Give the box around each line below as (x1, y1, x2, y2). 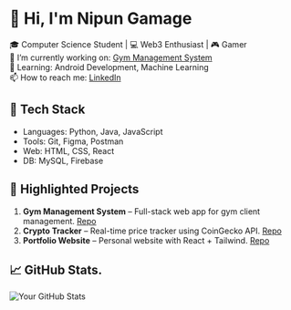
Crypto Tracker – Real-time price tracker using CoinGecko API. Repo (22, 225, 283, 236)
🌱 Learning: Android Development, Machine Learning (9, 61, 210, 72)
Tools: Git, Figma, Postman (22, 136, 124, 147)
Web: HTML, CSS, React (22, 145, 115, 156)
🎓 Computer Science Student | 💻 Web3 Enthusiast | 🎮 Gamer (9, 38, 248, 49)
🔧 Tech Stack (9, 102, 86, 118)
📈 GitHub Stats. (9, 262, 103, 277)
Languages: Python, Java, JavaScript (22, 126, 163, 137)
